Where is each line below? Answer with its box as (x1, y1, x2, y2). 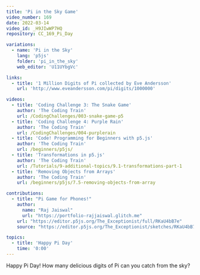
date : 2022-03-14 (6, 20, 49, 26)
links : (6, 75, 23, 81)
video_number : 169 (6, 14, 52, 20)
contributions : (6, 190, 44, 197)
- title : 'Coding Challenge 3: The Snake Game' (11, 102, 132, 108)
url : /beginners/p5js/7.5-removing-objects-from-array (17, 180, 156, 186)
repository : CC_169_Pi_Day (6, 31, 73, 37)
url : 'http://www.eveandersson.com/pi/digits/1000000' (17, 86, 156, 92)
